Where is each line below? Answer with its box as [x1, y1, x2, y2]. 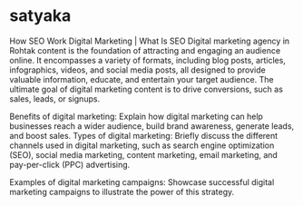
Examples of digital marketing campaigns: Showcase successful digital [9, 176, 275, 187]
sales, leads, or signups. [9, 93, 101, 104]
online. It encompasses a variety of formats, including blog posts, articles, [9, 54, 286, 65]
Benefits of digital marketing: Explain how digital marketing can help [9, 111, 263, 122]
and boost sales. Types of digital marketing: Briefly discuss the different [9, 130, 279, 141]
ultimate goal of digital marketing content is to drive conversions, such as [9, 83, 284, 94]
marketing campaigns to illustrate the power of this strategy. [9, 186, 235, 197]
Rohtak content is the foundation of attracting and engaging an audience [9, 44, 281, 55]
